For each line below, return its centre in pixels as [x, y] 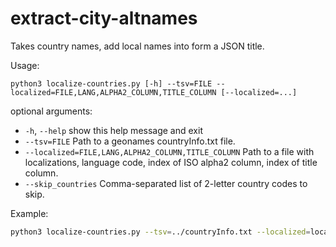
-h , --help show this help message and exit [113, 130]
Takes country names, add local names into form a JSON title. [137, 46]
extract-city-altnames [104, 18]
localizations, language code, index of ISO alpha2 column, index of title [171, 162]
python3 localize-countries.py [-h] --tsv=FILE [111, 83]
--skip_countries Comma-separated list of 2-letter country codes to [166, 183]
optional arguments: [51, 111]
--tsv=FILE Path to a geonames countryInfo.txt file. [130, 141]
